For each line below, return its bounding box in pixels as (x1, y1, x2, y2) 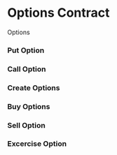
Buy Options (7, 101, 50, 111)
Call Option (7, 64, 46, 74)
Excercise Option (7, 139, 67, 149)
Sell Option (7, 120, 46, 130)
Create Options (7, 82, 60, 92)
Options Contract (7, 5, 110, 21)
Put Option (7, 45, 45, 55)
